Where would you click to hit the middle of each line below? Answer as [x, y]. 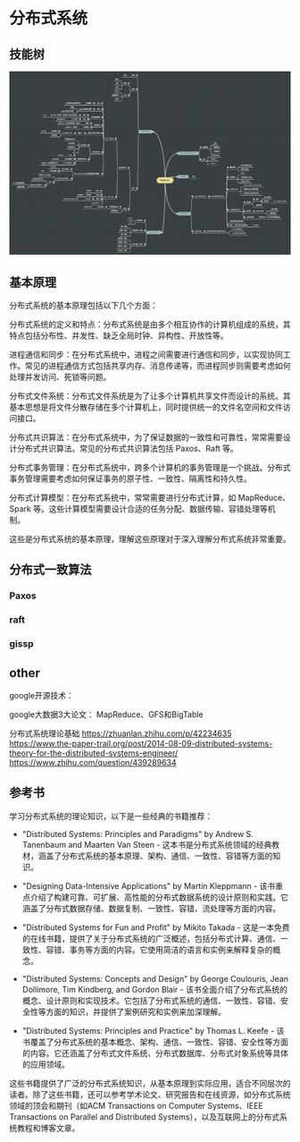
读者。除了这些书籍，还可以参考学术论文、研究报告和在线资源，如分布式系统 [150, 1094]
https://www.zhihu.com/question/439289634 [93, 763]
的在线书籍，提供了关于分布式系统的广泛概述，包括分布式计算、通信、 [151, 938]
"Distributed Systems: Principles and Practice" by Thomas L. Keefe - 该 [153, 1030]
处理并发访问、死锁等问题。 [60, 377]
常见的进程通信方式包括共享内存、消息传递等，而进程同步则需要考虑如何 [158, 366]
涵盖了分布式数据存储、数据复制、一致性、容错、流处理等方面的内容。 [151, 908]
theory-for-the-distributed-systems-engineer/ [94, 753]
